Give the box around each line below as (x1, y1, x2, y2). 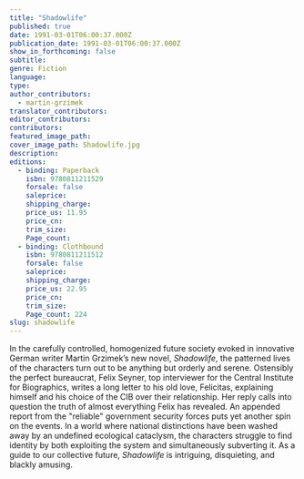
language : (9, 73, 47, 82)
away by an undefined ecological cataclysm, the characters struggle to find (9, 430, 293, 442)
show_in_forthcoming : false (9, 47, 117, 56)
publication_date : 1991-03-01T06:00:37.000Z (9, 38, 181, 48)
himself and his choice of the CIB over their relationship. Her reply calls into (9, 392, 293, 403)
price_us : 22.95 (25, 284, 88, 293)
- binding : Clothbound (17, 242, 104, 251)
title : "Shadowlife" (9, 13, 88, 23)
